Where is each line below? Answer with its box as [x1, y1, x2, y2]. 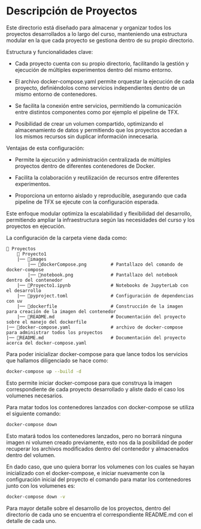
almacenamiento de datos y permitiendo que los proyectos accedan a [14, 126, 187, 133]
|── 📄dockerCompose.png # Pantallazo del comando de [28, 262, 184, 267]
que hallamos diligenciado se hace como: [6, 357, 109, 364]
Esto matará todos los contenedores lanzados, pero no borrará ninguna [6, 432, 182, 439]
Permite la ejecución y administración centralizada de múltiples [14, 156, 171, 163]
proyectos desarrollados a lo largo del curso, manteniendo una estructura [6, 30, 187, 37]
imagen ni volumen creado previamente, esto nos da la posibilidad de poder [6, 439, 193, 446]
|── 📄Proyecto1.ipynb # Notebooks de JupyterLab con [17, 282, 188, 288]
